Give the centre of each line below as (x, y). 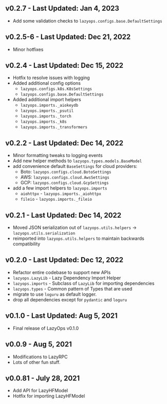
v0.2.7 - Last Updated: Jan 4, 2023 (62, 8)
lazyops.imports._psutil (47, 111)
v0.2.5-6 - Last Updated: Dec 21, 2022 (68, 37)
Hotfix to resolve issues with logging (51, 78)
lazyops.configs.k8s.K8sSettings (56, 89)
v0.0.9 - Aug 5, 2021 (39, 344)
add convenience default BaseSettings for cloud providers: (75, 166)
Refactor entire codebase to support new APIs (62, 272)
